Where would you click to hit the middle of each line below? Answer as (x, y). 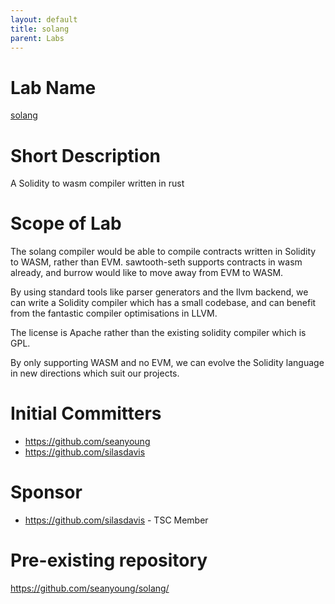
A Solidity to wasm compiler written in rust (97, 183)
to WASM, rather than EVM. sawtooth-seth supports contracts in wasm (156, 262)
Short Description (86, 155)
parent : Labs (37, 38)
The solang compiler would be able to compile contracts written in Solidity (163, 252)
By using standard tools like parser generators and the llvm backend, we (159, 292)
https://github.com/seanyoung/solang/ (90, 588)
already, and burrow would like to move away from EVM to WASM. (147, 273)
